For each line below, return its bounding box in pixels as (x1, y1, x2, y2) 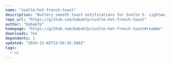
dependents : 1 (5, 36, 36, 41)
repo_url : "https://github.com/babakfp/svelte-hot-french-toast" (5, 17, 147, 22)
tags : (5, 45, 17, 50)
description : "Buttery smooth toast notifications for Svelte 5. (5, 12, 147, 17)
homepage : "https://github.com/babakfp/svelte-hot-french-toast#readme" (5, 26, 163, 31)
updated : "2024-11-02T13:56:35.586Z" (5, 41, 85, 46)
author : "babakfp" (5, 21, 44, 27)
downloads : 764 (5, 31, 38, 36)
